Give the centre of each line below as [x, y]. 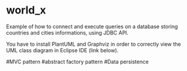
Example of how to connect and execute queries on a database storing [92, 26]
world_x [26, 10]
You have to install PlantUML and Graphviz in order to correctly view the [93, 44]
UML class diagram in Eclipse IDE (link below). [63, 50]
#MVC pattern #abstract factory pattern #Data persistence [78, 62]
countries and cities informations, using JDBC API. [67, 32]
